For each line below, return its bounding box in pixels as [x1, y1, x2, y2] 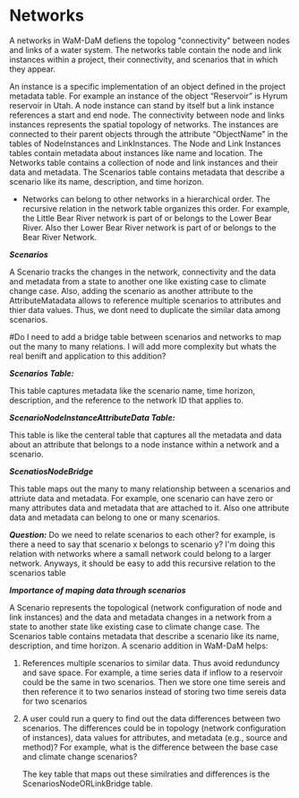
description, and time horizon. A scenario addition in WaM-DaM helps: [9, 640, 269, 651]
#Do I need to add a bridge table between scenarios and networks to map [9, 331, 282, 342]
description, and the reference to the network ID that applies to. [9, 395, 244, 405]
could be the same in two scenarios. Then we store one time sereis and [21, 676, 286, 687]
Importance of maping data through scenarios [9, 585, 186, 595]
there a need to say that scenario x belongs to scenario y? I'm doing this [9, 539, 276, 550]
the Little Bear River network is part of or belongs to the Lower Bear [21, 213, 272, 223]
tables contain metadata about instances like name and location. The [9, 147, 263, 158]
